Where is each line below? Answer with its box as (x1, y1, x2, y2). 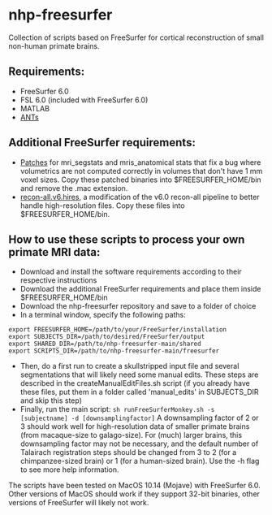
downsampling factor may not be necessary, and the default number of (19, 439, 259, 448)
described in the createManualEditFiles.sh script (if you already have (19, 379, 250, 388)
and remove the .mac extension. (19, 183, 128, 193)
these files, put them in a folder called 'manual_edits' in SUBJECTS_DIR (19, 387, 259, 397)
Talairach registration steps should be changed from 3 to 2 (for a (19, 448, 237, 457)
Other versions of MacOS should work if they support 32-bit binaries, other (8, 489, 260, 499)
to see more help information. (19, 465, 119, 474)
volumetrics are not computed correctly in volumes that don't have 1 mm (19, 166, 263, 175)
